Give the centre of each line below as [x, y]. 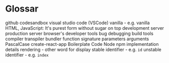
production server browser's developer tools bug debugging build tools [79, 33]
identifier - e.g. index [27, 55]
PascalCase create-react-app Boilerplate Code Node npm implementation [82, 44]
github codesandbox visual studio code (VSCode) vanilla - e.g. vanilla [77, 23]
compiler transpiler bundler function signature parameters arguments [77, 39]
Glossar [22, 9]
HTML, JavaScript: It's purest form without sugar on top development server [85, 28]
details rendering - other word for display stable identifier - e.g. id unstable [83, 49]
